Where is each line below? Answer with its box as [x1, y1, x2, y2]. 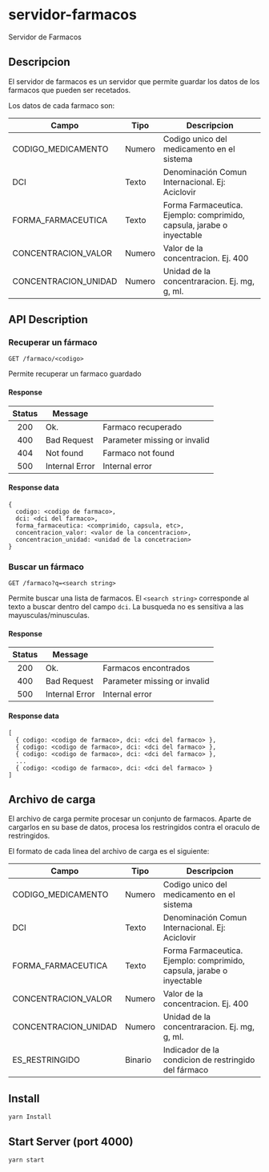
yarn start [8, 1156, 45, 1164]
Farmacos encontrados [102, 663, 191, 674]
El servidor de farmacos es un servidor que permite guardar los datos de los [8, 76, 260, 86]
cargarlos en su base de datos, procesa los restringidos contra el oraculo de [8, 822, 260, 832]
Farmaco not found [102, 447, 175, 459]
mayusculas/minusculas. [8, 611, 90, 620]
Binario [125, 1054, 152, 1065]
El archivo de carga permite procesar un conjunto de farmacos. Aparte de [8, 814, 252, 823]
